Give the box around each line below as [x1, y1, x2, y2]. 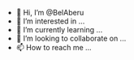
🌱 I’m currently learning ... [15, 25, 103, 34]
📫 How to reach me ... [15, 43, 92, 52]
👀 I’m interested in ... [15, 16, 85, 26]
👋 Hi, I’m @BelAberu [15, 8, 84, 17]
